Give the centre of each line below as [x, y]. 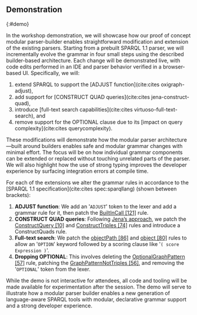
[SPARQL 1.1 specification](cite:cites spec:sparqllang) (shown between [91, 189]
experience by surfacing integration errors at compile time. [77, 171]
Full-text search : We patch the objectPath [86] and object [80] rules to [101, 238]
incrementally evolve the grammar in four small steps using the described [95, 54]
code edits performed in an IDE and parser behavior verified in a [84, 67]
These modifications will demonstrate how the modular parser [81, 140]
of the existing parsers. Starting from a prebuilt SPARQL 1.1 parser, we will [95, 48]
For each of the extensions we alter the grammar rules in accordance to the [98, 182]
